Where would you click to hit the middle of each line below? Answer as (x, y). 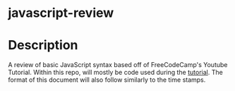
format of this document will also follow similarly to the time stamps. (107, 80)
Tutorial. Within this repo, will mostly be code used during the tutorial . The (115, 73)
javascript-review (61, 13)
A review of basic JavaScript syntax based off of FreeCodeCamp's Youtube (118, 65)
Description (43, 45)
